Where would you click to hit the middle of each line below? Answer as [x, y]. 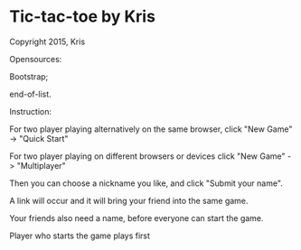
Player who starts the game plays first [80, 236]
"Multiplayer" [41, 165]
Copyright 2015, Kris [47, 42]
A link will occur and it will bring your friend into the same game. [129, 200]
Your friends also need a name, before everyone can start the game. [136, 218]
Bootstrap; [29, 76]
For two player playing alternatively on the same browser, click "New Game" [151, 129]
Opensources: [36, 59]
